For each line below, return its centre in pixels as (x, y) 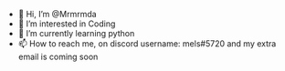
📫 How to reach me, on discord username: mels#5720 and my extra (147, 44)
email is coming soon (58, 56)
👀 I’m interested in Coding (67, 24)
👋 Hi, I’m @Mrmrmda (58, 14)
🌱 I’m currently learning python (76, 33)
